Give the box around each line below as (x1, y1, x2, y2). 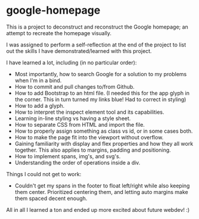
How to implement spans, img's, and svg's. (14, 152, 121, 159)
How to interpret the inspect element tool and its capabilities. (14, 108, 164, 115)
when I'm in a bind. (14, 77, 62, 84)
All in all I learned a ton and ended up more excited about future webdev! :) (6, 206, 190, 213)
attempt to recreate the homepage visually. (6, 29, 112, 36)
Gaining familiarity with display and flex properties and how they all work (14, 140, 194, 147)
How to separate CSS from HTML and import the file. (14, 121, 145, 128)
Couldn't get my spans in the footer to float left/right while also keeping (14, 182, 190, 189)
